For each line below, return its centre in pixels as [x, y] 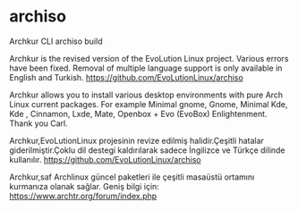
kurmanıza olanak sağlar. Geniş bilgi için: [84, 186]
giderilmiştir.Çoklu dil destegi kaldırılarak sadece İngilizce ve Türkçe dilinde [147, 150]
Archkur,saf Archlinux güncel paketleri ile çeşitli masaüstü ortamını [132, 177]
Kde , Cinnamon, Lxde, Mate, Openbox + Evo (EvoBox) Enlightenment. [138, 113]
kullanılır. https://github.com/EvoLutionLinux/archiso [105, 159]
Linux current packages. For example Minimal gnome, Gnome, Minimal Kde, [149, 104]
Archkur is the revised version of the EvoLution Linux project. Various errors [149, 58]
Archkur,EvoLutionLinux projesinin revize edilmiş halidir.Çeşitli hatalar [136, 140]
